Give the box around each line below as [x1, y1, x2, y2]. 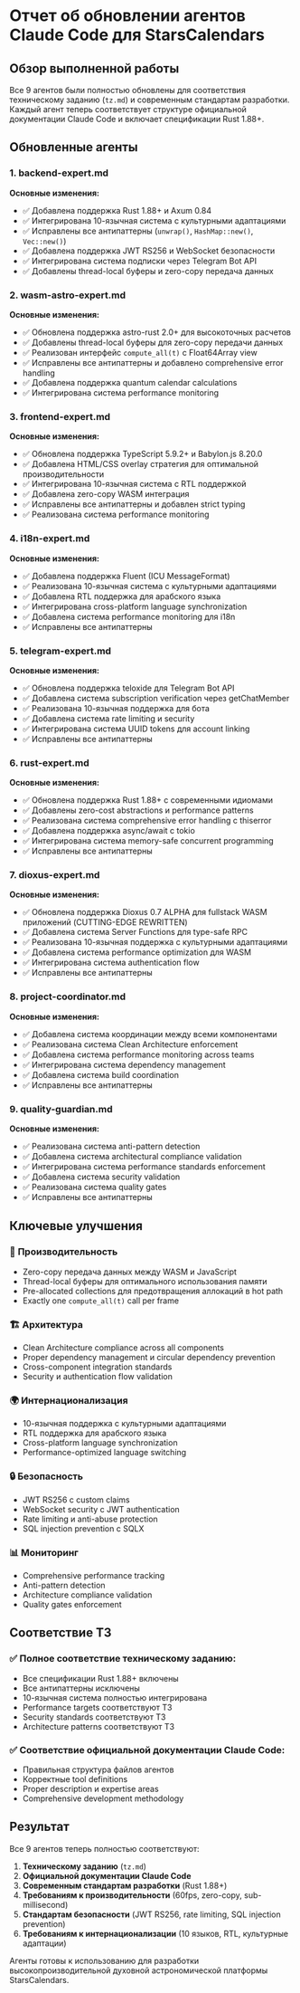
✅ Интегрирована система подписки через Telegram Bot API [22, 255, 258, 266]
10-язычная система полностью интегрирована [22, 1692, 208, 1702]
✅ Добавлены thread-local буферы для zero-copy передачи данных [22, 337, 284, 348]
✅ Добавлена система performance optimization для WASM [22, 947, 251, 958]
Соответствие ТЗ [9, 1626, 112, 1641]
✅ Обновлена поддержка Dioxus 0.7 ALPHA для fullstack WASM [22, 907, 268, 918]
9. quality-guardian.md [9, 1102, 113, 1115]
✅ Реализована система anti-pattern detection [22, 1141, 201, 1152]
